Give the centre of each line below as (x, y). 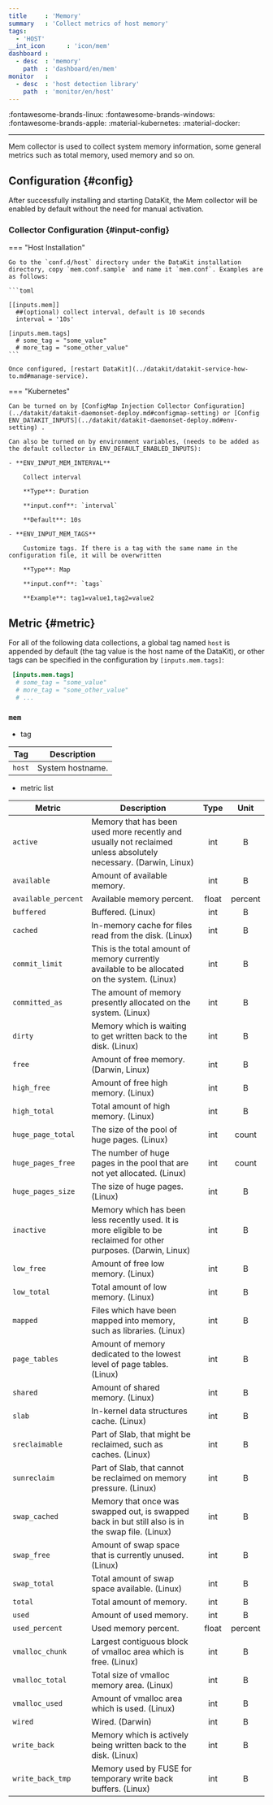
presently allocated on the (141, 1003)
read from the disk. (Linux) (142, 935)
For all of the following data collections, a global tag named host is (119, 643)
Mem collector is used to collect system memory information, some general (135, 146)
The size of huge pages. (138, 1187)
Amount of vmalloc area (137, 1699)
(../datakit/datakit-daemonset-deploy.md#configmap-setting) (114, 414)
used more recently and (137, 832)
